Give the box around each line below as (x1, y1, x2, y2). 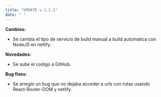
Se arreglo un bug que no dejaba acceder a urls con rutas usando (12, 81, 150, 87)
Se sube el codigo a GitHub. (12, 61, 71, 67)
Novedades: (5, 51, 32, 57)
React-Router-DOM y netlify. (12, 86, 72, 92)
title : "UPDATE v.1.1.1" (5, 7, 58, 13)
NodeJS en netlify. (12, 41, 52, 47)
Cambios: (5, 26, 26, 32)
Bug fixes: (5, 71, 27, 77)
